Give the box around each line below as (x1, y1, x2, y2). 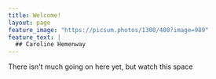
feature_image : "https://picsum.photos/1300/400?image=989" (8, 26, 210, 34)
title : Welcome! (8, 11, 61, 20)
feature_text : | (8, 33, 61, 41)
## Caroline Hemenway (15, 41, 86, 48)
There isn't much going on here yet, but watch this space (8, 62, 193, 71)
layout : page (8, 19, 51, 27)
